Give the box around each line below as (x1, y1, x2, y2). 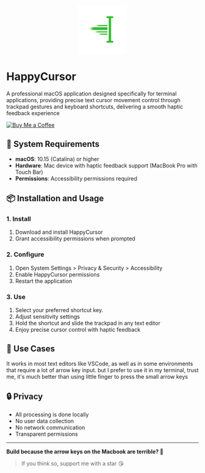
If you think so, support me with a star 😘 (21, 460, 124, 467)
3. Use (6, 292, 26, 301)
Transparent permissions (15, 430, 78, 438)
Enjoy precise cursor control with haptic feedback (15, 326, 141, 333)
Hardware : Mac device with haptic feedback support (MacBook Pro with (15, 162, 198, 169)
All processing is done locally (15, 411, 89, 418)
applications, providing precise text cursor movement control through (6, 96, 181, 103)
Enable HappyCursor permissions (15, 270, 100, 278)
